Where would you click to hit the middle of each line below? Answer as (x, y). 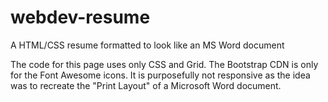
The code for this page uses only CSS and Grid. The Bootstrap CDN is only (164, 64)
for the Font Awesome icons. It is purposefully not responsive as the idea (160, 75)
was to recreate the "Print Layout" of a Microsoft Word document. (146, 85)
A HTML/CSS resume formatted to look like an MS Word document (147, 45)
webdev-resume (80, 17)
